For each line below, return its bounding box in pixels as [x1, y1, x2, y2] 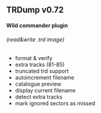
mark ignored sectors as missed [15, 100, 96, 107]
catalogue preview [15, 80, 62, 87]
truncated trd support [15, 67, 69, 75]
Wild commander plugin [6, 21, 68, 29]
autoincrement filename [15, 74, 74, 81]
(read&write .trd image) [6, 36, 65, 43]
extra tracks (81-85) [15, 61, 65, 69]
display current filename [15, 87, 76, 94]
